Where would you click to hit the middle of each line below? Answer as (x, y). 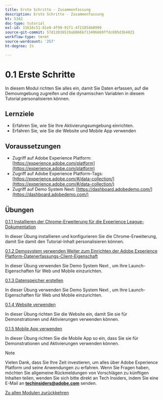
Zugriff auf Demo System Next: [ (45, 189)
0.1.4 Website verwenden (30, 305)
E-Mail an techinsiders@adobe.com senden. (51, 383)
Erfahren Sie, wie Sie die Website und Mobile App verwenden (74, 131)
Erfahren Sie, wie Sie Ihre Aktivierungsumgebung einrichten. (73, 126)
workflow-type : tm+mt (27, 37)
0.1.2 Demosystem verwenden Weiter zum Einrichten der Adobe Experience (81, 251)
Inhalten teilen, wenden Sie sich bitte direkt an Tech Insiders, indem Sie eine (82, 378)
